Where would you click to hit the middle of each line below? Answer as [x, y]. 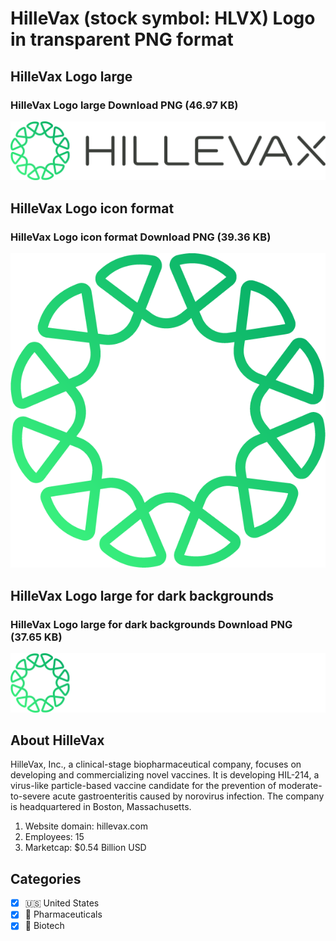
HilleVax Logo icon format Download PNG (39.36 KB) [141, 237]
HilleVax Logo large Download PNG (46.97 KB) [124, 105]
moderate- [300, 786]
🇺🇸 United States [62, 903]
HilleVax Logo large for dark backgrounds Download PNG [151, 624]
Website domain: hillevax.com [86, 826]
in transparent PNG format [122, 39]
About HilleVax [57, 740]
